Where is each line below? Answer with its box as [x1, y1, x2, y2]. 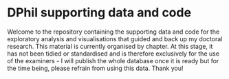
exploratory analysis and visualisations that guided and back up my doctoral [7, 34, 223, 43]
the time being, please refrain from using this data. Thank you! [7, 64, 184, 72]
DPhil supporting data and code [7, 5, 191, 21]
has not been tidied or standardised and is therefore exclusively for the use [7, 49, 220, 58]
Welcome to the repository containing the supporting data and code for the [7, 27, 220, 36]
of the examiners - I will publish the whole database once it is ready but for [7, 56, 219, 65]
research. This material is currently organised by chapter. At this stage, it [7, 42, 213, 50]
